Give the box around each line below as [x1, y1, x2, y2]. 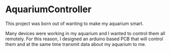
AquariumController [5, 4, 92, 15]
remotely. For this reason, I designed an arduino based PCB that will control [5, 36, 163, 42]
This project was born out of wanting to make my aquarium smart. [5, 20, 144, 27]
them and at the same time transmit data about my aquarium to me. [5, 41, 147, 47]
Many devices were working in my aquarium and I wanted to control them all [5, 30, 165, 36]
